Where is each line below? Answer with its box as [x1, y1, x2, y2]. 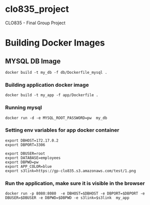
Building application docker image [5, 81, 89, 88]
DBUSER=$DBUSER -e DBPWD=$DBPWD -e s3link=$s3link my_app [5, 196, 130, 201]
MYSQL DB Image [5, 57, 61, 65]
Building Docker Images [5, 37, 105, 49]
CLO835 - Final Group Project [5, 20, 66, 26]
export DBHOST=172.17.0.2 [5, 138, 58, 143]
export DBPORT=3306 [5, 142, 46, 147]
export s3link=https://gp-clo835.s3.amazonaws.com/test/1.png [5, 168, 136, 173]
